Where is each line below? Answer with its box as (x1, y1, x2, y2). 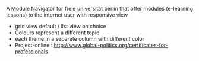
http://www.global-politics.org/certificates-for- (53, 41, 168, 49)
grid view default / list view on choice (14, 23, 107, 30)
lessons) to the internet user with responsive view (6, 11, 128, 18)
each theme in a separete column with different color (14, 36, 144, 42)
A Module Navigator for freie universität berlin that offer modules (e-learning (6, 5, 194, 12)
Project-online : (14, 41, 53, 49)
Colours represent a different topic (14, 29, 100, 36)
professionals (14, 48, 49, 55)
